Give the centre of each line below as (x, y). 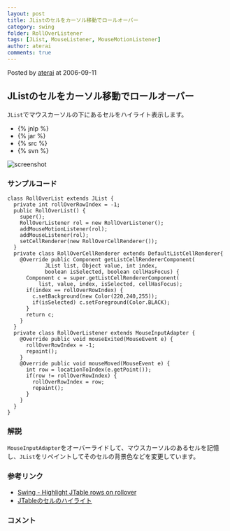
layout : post (26, 14)
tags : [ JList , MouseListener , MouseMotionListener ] (84, 40)
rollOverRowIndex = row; (69, 381)
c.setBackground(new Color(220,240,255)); (95, 296)
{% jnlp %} (33, 128)
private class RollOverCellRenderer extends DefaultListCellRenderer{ (118, 253)
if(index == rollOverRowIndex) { (74, 290)
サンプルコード (32, 184)
